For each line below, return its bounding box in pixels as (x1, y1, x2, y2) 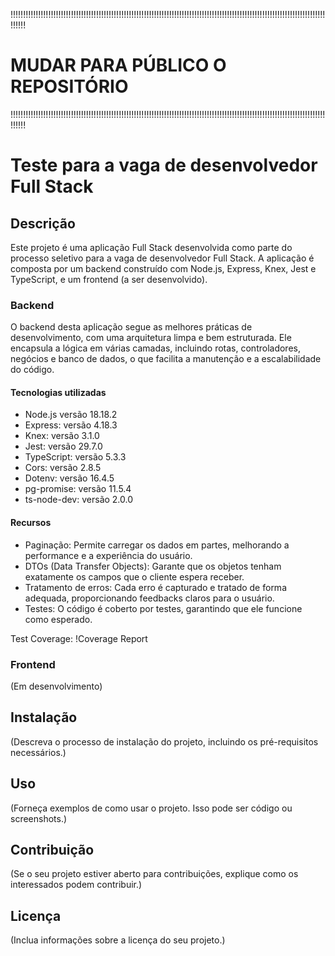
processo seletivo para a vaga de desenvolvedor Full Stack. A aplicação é (10, 252, 315, 264)
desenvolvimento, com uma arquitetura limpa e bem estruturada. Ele (10, 332, 292, 344)
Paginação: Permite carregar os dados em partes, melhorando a (24, 539, 290, 551)
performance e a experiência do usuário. (24, 549, 193, 561)
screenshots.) (10, 812, 68, 824)
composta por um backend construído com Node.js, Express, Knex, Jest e (10, 262, 317, 274)
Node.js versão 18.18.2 (24, 409, 118, 421)
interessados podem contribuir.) (10, 879, 143, 891)
